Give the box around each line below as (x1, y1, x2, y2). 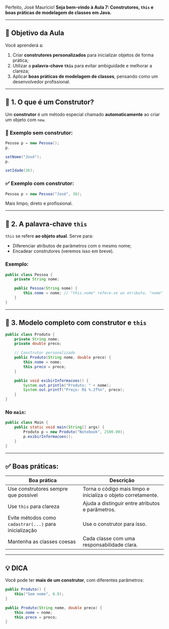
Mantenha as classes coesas (8, 538, 76, 545)
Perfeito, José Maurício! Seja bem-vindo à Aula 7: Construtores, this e (5, 5, 154, 10)
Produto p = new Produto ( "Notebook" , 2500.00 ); (23, 429, 125, 434)
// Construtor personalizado (14, 350, 75, 355)
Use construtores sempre (8, 485, 68, 492)
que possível (8, 492, 38, 499)
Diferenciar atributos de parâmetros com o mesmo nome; (12, 243, 132, 249)
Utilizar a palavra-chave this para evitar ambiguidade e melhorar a (12, 62, 152, 68)
